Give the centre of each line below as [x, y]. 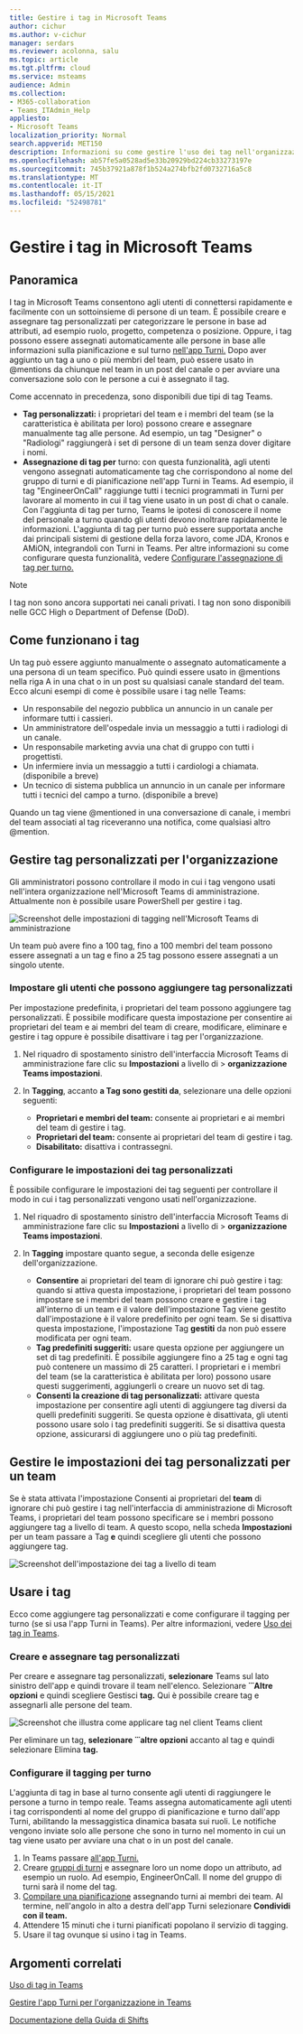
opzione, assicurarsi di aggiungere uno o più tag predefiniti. [147, 1434]
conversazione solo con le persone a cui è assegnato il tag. [119, 378]
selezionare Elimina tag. [54, 1749]
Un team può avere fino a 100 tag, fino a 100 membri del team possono [141, 946]
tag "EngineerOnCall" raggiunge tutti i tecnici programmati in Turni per [153, 490]
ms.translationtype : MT [54, 177]
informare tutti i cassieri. [68, 718]
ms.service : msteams [48, 77]
